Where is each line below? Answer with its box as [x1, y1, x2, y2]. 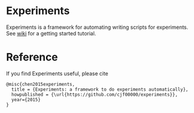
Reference [6, 51, 58, 64]
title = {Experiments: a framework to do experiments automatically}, [11, 87, 189, 92]
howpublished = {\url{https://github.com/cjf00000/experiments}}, [11, 91, 178, 98]
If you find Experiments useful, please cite [6, 69, 108, 77]
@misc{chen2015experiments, [6, 81, 75, 87]
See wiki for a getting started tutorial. [6, 29, 96, 36]
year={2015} [11, 97, 41, 102]
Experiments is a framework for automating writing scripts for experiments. [6, 24, 189, 31]
